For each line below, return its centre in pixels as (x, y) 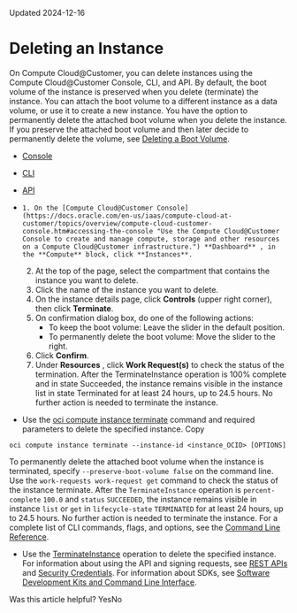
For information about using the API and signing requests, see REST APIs (155, 563)
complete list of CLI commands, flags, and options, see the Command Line (145, 527)
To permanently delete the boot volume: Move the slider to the (162, 336)
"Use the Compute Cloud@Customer (218, 231)
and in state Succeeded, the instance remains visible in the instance (159, 383)
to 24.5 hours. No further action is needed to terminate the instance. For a (144, 517)
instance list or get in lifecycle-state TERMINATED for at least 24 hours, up (146, 509)
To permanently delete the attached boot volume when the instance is (137, 461)
